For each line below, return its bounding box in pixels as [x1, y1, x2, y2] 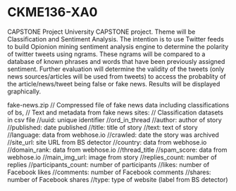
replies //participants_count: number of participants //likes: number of [7, 160, 210, 169]
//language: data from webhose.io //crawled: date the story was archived [7, 131, 220, 139]
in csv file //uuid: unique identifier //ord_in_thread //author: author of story [7, 115, 222, 124]
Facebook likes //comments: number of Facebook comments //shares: [7, 168, 211, 176]
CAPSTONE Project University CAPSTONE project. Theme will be [7, 27, 196, 36]
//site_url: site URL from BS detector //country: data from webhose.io [7, 138, 207, 146]
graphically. [7, 87, 42, 95]
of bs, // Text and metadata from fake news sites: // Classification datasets [7, 108, 224, 117]
